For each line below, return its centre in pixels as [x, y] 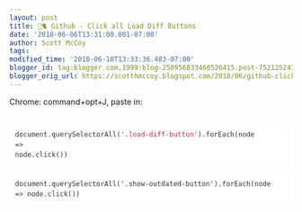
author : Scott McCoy [48, 43]
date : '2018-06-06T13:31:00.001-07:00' [84, 34]
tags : [19, 51]
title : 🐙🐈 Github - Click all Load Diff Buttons [102, 26]
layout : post [34, 18]
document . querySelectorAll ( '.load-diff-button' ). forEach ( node [135, 134]
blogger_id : [31, 68]
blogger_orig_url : [44, 76]
